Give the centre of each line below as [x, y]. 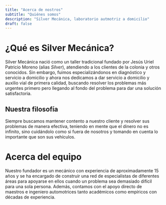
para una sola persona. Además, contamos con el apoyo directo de [74, 186]
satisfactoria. [18, 94]
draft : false [19, 24]
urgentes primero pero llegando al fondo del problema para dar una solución [83, 88]
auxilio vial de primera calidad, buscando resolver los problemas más [76, 83]
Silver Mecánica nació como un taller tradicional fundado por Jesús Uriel [80, 62]
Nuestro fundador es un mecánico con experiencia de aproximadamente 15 [82, 171]
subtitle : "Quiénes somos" [33, 14]
